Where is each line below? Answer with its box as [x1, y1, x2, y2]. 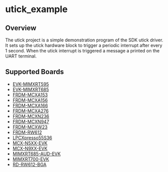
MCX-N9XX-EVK [12, 145, 48, 151]
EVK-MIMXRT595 [12, 81, 49, 87]
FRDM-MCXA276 [12, 107, 49, 114]
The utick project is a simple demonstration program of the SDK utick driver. [5, 37, 163, 43]
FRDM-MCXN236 [12, 113, 49, 119]
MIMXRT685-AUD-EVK [12, 150, 61, 157]
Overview [5, 24, 37, 32]
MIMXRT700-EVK [12, 156, 49, 162]
